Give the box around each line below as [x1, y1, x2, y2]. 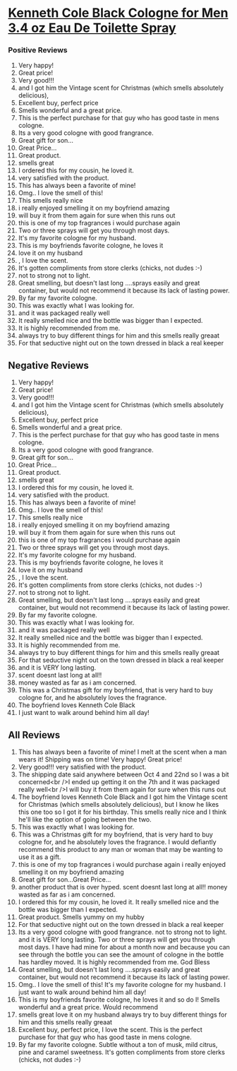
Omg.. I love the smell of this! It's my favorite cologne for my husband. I [18, 981, 226, 989]
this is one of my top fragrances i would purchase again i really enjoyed [18, 860, 226, 869]
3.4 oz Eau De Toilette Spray [8, 20, 176, 36]
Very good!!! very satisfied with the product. [18, 763, 147, 771]
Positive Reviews [8, 45, 68, 55]
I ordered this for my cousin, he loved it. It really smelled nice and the [18, 898, 219, 906]
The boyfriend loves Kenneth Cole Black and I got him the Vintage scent [18, 793, 228, 801]
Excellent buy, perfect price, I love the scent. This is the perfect [18, 1026, 203, 1034]
